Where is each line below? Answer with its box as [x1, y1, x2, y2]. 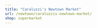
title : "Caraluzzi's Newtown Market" [5, 7, 81, 12]
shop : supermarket [5, 16, 42, 20]
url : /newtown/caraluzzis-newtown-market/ [5, 11, 92, 16]
